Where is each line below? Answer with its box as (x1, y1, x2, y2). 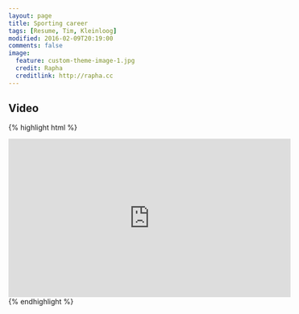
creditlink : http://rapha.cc (15, 72, 114, 80)
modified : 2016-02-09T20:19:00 (8, 34, 114, 43)
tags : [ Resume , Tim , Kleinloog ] (8, 27, 117, 35)
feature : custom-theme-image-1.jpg (15, 57, 135, 65)
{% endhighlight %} (8, 297, 74, 307)
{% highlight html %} (8, 122, 78, 133)
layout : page (8, 11, 52, 20)
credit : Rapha (15, 64, 63, 72)
